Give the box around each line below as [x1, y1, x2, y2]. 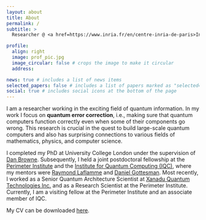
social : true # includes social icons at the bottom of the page [6, 88, 177, 94]
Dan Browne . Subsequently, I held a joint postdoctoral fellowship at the [6, 156, 185, 163]
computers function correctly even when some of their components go [6, 118, 186, 126]
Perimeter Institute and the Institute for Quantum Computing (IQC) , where [6, 162, 192, 170]
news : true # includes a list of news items [6, 77, 122, 83]
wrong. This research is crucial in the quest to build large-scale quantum [6, 124, 190, 132]
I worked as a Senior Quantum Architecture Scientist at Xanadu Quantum [6, 175, 190, 183]
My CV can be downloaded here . [6, 207, 90, 214]
